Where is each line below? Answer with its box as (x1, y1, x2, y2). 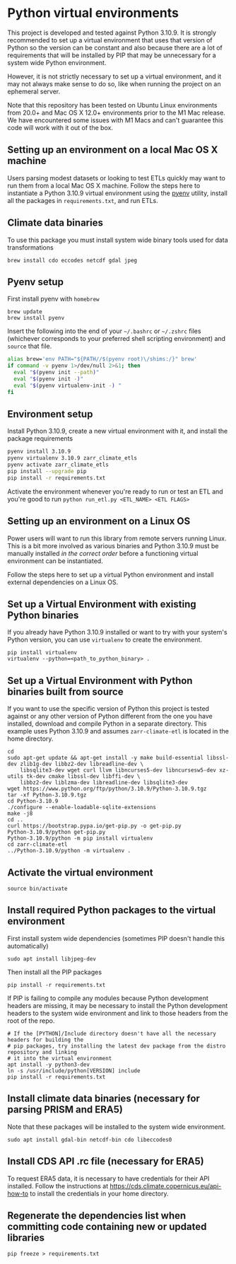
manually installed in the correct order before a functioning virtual (7, 549, 199, 557)
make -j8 (7, 810, 33, 818)
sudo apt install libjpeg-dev (7, 955, 97, 963)
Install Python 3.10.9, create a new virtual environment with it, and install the (7, 427, 228, 436)
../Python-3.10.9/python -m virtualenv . (7, 847, 131, 854)
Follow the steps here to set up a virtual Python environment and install (7, 570, 214, 579)
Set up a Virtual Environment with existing (7, 598, 196, 610)
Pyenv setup (7, 276, 64, 288)
